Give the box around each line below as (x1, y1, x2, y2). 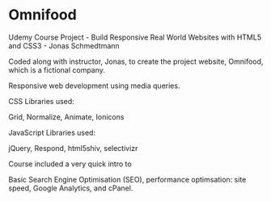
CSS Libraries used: (8, 96, 74, 106)
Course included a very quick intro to (8, 159, 132, 169)
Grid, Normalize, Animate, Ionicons (8, 111, 125, 122)
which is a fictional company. (8, 65, 105, 74)
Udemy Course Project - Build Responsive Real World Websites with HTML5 (8, 32, 261, 42)
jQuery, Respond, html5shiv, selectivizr (8, 143, 138, 153)
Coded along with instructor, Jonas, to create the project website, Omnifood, (8, 57, 264, 66)
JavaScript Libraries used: (8, 128, 95, 137)
